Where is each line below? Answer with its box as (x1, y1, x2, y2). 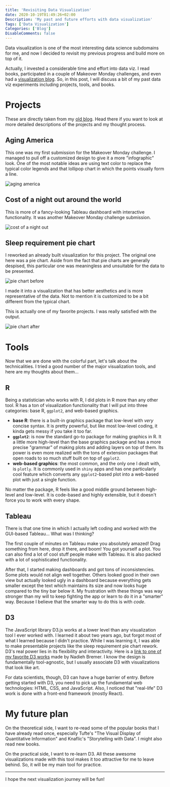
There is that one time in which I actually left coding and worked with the (5, 525, 157, 531)
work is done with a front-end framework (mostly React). (5, 690, 124, 696)
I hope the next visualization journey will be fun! (5, 776, 105, 782)
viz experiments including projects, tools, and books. (5, 81, 115, 88)
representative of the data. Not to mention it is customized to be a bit (5, 293, 149, 299)
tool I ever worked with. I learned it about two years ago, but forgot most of (5, 632, 162, 638)
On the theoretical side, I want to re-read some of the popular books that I (5, 725, 159, 731)
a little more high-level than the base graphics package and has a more (12, 439, 161, 445)
